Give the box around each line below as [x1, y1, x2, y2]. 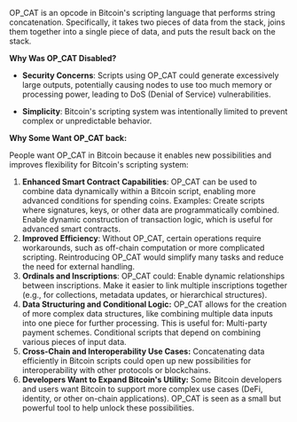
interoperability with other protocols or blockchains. [21, 365, 211, 375]
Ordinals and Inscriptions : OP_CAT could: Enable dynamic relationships [21, 270, 285, 281]
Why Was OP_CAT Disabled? [9, 53, 117, 63]
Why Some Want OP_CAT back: [9, 133, 127, 143]
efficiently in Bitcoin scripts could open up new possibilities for [21, 356, 251, 366]
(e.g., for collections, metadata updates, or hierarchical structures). [21, 290, 268, 300]
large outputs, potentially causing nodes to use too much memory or [21, 80, 273, 90]
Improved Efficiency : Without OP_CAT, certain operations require [21, 233, 262, 243]
